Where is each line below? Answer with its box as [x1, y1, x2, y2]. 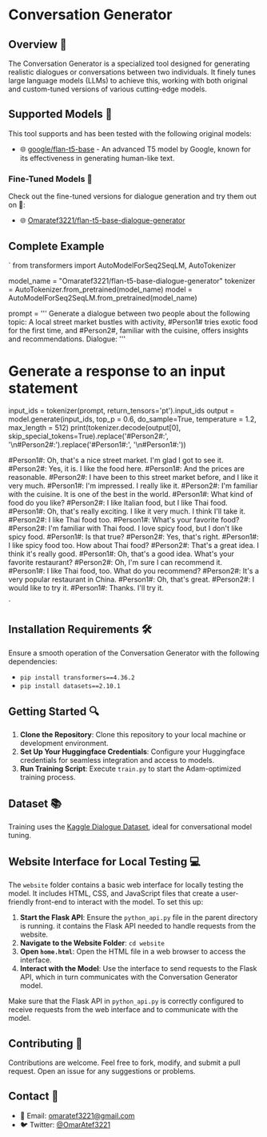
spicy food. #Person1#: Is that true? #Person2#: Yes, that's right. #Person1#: [8, 531, 259, 542]
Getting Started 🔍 [8, 705, 100, 719]
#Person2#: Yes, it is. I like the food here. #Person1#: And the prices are [8, 463, 245, 474]
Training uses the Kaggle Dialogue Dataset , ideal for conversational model [8, 822, 253, 832]
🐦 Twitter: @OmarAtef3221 [19, 1119, 110, 1129]
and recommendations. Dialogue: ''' [8, 334, 126, 344]
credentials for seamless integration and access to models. [19, 756, 214, 765]
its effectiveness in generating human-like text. [19, 153, 175, 163]
